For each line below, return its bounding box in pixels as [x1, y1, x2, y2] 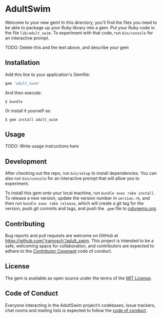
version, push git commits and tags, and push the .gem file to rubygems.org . [5, 206, 158, 211]
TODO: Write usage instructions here [5, 143, 79, 149]
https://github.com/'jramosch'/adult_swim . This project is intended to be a [5, 238, 154, 244]
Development [5, 157, 47, 166]
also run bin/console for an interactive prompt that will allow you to [5, 175, 140, 181]
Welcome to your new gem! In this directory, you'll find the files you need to [5, 19, 157, 25]
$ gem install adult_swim [5, 117, 58, 122]
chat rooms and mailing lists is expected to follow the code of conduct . [5, 307, 147, 313]
